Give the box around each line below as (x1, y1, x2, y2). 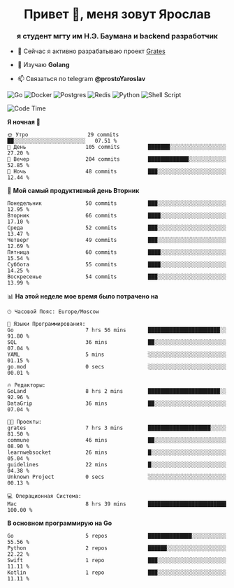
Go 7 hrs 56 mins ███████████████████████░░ (7, 327, 227, 334)
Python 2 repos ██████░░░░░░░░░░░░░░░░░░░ (7, 545, 227, 552)
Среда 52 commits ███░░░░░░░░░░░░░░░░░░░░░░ (7, 224, 227, 231)
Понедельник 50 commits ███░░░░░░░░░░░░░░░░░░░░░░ (7, 200, 227, 207)
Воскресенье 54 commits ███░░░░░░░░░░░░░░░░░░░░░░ (7, 273, 227, 280)
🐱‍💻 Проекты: (7, 419, 42, 426)
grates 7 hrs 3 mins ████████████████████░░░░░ (7, 424, 227, 432)
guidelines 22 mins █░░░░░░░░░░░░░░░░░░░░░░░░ (7, 461, 227, 468)
